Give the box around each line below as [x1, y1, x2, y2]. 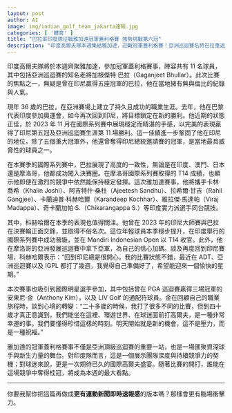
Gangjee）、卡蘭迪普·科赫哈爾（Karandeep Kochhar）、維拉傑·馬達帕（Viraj [7, 195, 219, 203]
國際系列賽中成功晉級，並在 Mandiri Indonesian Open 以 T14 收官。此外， [7, 236, 217, 244]
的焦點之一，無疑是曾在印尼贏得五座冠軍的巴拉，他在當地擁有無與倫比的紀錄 [7, 79, 225, 87]
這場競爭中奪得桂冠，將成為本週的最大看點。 [7, 369, 135, 376]
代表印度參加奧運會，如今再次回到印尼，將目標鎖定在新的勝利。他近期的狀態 [7, 111, 225, 119]
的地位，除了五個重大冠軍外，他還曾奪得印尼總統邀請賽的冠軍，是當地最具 [7, 137, 219, 145]
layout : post [7, 10, 45, 17]
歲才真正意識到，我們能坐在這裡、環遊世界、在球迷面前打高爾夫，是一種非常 [7, 311, 225, 318]
